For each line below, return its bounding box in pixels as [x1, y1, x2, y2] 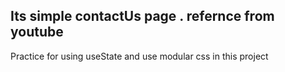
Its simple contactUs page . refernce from [10, 8, 275, 25]
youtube [10, 24, 64, 41]
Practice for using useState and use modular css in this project [10, 50, 269, 62]
